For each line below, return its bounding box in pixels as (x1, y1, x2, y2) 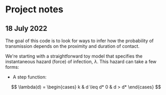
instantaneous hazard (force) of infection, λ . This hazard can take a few (5, 59, 157, 65)
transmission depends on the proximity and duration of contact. (5, 43, 140, 49)
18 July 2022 (5, 24, 48, 33)
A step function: (12, 74, 47, 80)
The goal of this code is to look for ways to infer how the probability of (5, 37, 154, 44)
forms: (5, 64, 19, 70)
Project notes (5, 4, 64, 15)
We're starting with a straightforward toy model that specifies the (5, 53, 142, 59)
